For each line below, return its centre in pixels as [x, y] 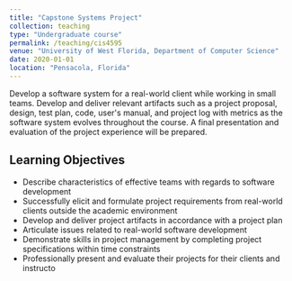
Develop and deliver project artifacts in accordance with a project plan [152, 220]
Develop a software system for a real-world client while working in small [143, 93]
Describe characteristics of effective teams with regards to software [149, 182]
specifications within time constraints [91, 249]
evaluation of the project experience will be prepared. [109, 131]
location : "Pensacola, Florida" [70, 68]
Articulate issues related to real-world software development [134, 230]
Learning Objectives [67, 160]
